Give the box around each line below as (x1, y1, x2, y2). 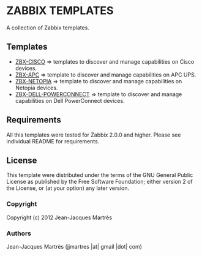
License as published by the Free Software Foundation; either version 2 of (6, 178, 193, 186)
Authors (6, 229, 32, 238)
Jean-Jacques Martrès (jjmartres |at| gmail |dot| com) (6, 243, 143, 250)
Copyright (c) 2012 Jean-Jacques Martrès (6, 214, 112, 221)
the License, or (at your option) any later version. (6, 184, 130, 192)
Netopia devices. (15, 84, 58, 91)
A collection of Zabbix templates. (6, 24, 90, 31)
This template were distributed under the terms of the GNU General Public (6, 171, 193, 179)
